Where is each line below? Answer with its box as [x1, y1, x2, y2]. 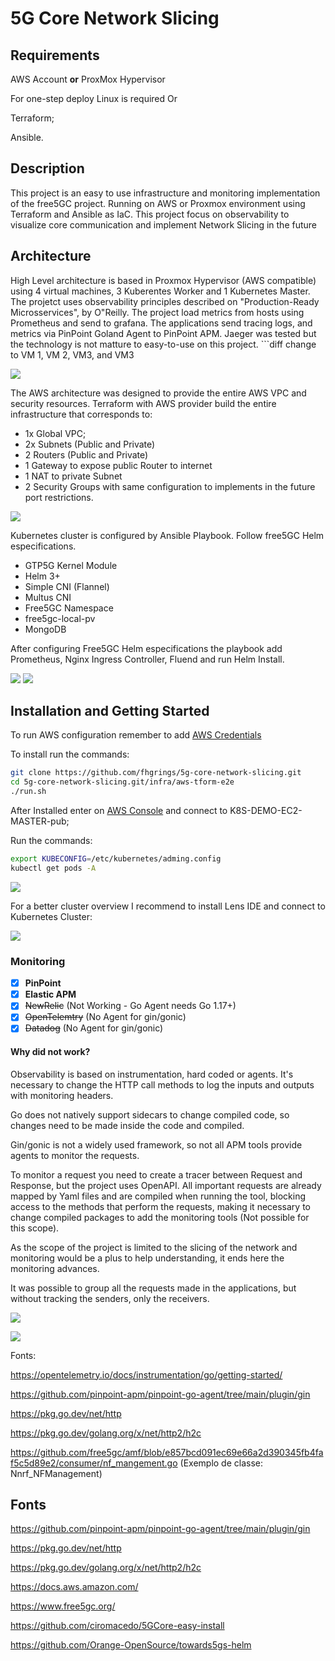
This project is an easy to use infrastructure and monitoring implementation [10, 187, 321, 199]
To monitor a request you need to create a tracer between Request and [10, 1168, 303, 1181]
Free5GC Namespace [24, 602, 114, 614]
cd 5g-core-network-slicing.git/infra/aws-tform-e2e [10, 777, 235, 787]
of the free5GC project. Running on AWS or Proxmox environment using [10, 197, 306, 209]
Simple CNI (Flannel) [24, 580, 110, 592]
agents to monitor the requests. [10, 1149, 140, 1161]
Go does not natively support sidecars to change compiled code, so [10, 1108, 290, 1121]
